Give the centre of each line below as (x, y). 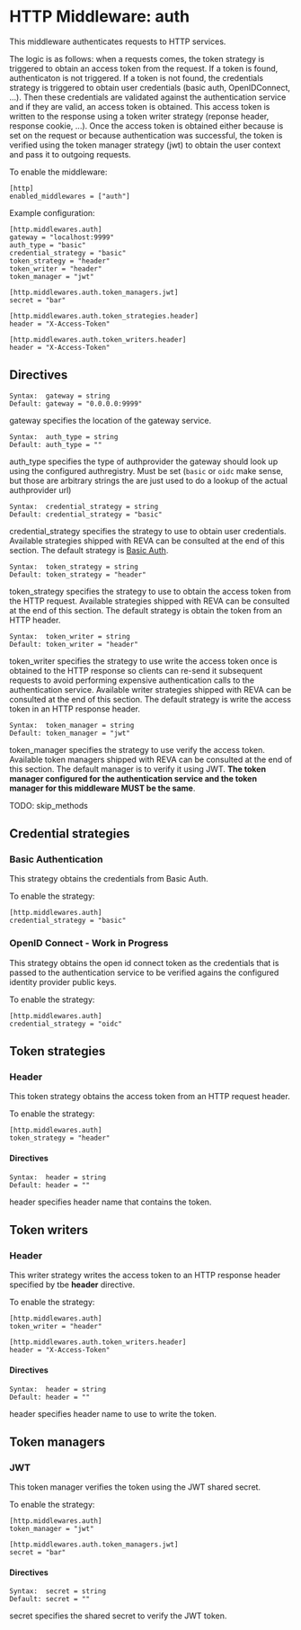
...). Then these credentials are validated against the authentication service (148, 97)
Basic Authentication (56, 859)
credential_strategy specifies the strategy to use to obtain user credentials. (148, 531)
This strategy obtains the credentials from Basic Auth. (109, 879)
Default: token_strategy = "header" (78, 574)
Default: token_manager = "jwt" (70, 733)
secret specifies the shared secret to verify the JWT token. (118, 1616)
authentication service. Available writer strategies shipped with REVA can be (150, 689)
